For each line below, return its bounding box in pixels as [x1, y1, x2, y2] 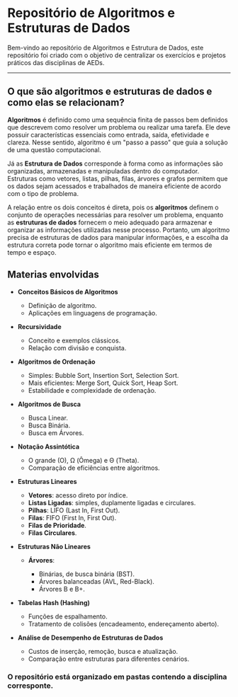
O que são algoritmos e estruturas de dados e [7, 86, 212, 98]
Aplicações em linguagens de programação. [28, 309, 157, 317]
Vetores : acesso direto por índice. [28, 490, 128, 500]
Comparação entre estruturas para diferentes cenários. [28, 655, 190, 663]
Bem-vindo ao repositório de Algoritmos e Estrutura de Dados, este [7, 43, 204, 52]
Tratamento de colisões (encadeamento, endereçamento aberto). [28, 619, 220, 628]
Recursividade [17, 322, 62, 330]
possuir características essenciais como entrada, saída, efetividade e [7, 130, 210, 139]
